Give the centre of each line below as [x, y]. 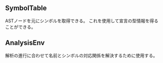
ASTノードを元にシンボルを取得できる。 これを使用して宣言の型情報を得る [82, 21]
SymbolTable [26, 8]
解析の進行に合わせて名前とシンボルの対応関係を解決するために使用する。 [81, 55]
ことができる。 [20, 27]
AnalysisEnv [25, 43]
